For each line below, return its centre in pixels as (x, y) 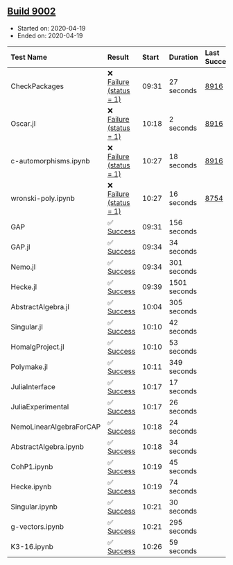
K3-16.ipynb (32, 546)
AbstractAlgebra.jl (40, 306)
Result (118, 57)
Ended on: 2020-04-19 (50, 35)
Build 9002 (32, 11)
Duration (184, 57)
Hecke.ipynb (31, 486)
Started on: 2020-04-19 (51, 28)
